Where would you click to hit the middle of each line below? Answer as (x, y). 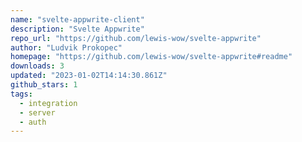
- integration (48, 103)
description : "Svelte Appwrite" (77, 29)
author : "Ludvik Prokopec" (66, 47)
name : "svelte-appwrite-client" (77, 19)
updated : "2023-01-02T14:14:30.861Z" (89, 76)
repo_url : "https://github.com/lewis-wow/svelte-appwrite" (136, 38)
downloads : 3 (37, 66)
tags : (21, 94)
